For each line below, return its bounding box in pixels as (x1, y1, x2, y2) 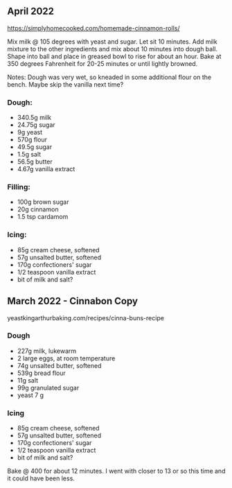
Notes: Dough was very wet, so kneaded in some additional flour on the (7, 73, 212, 81)
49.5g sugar (17, 143, 53, 151)
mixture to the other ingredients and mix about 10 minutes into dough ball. (7, 44, 218, 53)
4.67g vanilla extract (17, 165, 75, 173)
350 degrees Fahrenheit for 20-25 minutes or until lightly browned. (7, 59, 198, 68)
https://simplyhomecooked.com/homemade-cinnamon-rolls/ (7, 24, 180, 32)
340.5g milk (17, 114, 52, 122)
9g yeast (17, 128, 43, 137)
